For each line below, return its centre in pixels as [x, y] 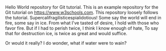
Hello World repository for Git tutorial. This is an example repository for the [82, 7]
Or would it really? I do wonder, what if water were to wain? [66, 43]
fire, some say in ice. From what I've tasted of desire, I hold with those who [82, 23]
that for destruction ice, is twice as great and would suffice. [66, 33]
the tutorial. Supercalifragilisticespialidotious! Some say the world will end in [83, 18]
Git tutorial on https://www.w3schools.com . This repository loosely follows [82, 12]
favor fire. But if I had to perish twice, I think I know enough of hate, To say [82, 28]
